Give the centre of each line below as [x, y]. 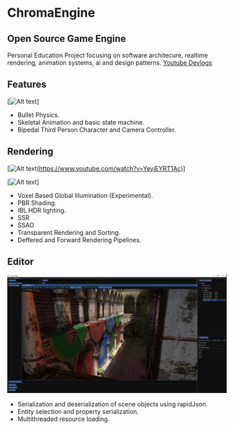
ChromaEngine [51, 13]
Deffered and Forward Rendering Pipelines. [79, 240]
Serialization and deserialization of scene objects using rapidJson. [112, 404]
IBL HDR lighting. [41, 210]
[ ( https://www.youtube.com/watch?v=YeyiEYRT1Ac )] [96, 168]
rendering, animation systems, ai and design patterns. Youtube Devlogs [110, 63]
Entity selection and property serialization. [78, 412]
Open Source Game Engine [67, 39]
